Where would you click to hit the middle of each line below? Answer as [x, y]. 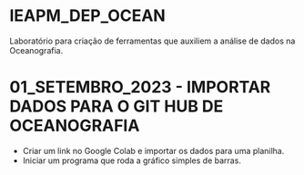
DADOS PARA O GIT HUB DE [117, 107]
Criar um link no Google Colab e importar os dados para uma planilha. [153, 151]
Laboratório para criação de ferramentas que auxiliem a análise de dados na [152, 41]
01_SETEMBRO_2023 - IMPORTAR [140, 87]
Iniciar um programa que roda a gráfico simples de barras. [132, 160]
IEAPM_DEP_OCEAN [87, 16]
